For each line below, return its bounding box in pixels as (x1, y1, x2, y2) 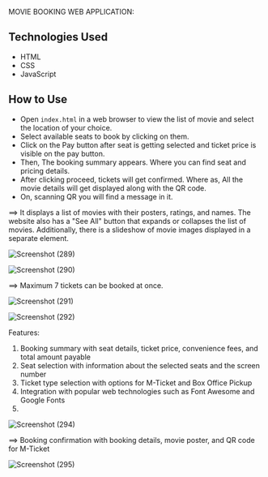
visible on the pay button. (19, 148, 105, 158)
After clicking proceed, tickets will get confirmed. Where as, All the (19, 174, 244, 184)
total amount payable (19, 352, 91, 362)
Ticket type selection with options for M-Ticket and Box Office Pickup (19, 377, 253, 388)
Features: (8, 328, 40, 337)
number (19, 369, 47, 379)
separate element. (8, 233, 69, 243)
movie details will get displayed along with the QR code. (19, 183, 206, 193)
